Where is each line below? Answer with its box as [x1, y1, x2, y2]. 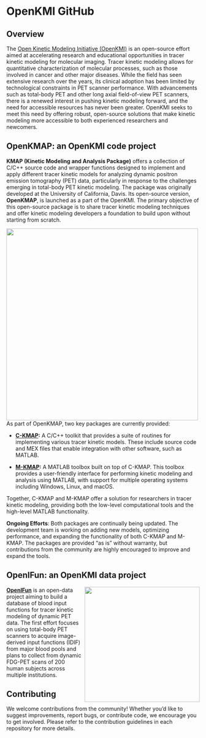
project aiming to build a [6, 592, 67, 600]
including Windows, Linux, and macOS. [15, 483, 115, 490]
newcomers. [6, 123, 38, 130]
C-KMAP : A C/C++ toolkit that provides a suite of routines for [15, 432, 171, 439]
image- [58, 632, 77, 639]
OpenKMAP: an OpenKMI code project [6, 141, 156, 152]
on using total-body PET [6, 625, 68, 633]
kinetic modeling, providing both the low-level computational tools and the [6, 501, 194, 508]
